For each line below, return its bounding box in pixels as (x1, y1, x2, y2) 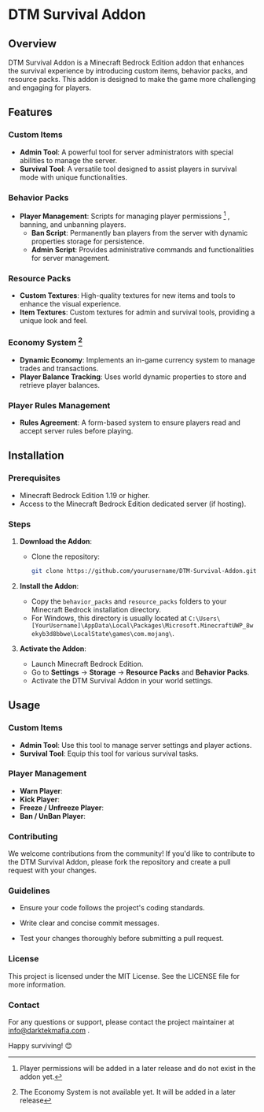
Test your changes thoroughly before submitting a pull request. (19, 934, 224, 943)
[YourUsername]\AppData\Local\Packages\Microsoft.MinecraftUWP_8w (31, 621, 254, 630)
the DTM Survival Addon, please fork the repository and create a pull (8, 857, 231, 867)
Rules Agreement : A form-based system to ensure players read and (19, 418, 241, 427)
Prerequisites (8, 473, 60, 484)
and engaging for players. (8, 83, 92, 92)
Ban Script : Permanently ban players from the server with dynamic (31, 228, 248, 237)
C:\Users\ (188, 615, 221, 623)
